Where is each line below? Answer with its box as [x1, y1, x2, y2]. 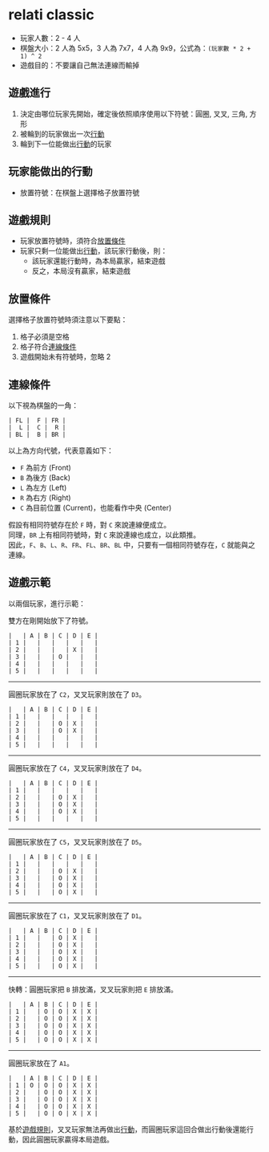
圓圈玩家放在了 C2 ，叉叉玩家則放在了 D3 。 [8, 689, 147, 699]
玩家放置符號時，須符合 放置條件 [19, 236, 126, 246]
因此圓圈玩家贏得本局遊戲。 [22, 1134, 114, 1144]
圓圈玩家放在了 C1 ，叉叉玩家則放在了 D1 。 [8, 910, 147, 920]
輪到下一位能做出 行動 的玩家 [19, 139, 112, 149]
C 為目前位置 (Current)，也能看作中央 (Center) [19, 503, 172, 512]
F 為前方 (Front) [19, 463, 72, 472]
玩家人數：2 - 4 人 [19, 33, 81, 43]
